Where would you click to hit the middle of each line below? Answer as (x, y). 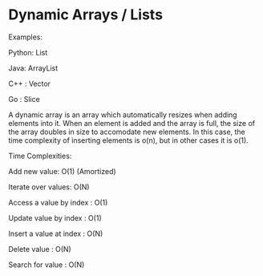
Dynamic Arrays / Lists (85, 15)
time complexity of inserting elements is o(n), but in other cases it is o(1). (128, 140)
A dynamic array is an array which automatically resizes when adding (123, 115)
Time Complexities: (40, 156)
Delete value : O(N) (40, 249)
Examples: (25, 37)
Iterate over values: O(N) (49, 187)
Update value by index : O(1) (55, 217)
